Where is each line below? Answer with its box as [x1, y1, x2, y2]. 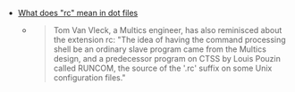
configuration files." [53, 72, 127, 83]
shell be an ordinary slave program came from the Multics [53, 44, 266, 54]
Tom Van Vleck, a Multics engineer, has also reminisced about [53, 25, 282, 35]
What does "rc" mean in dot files [17, 8, 139, 18]
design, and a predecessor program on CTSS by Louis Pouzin [53, 54, 282, 63]
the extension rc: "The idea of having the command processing [53, 35, 286, 45]
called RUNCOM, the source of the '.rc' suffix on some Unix [53, 63, 273, 73]
